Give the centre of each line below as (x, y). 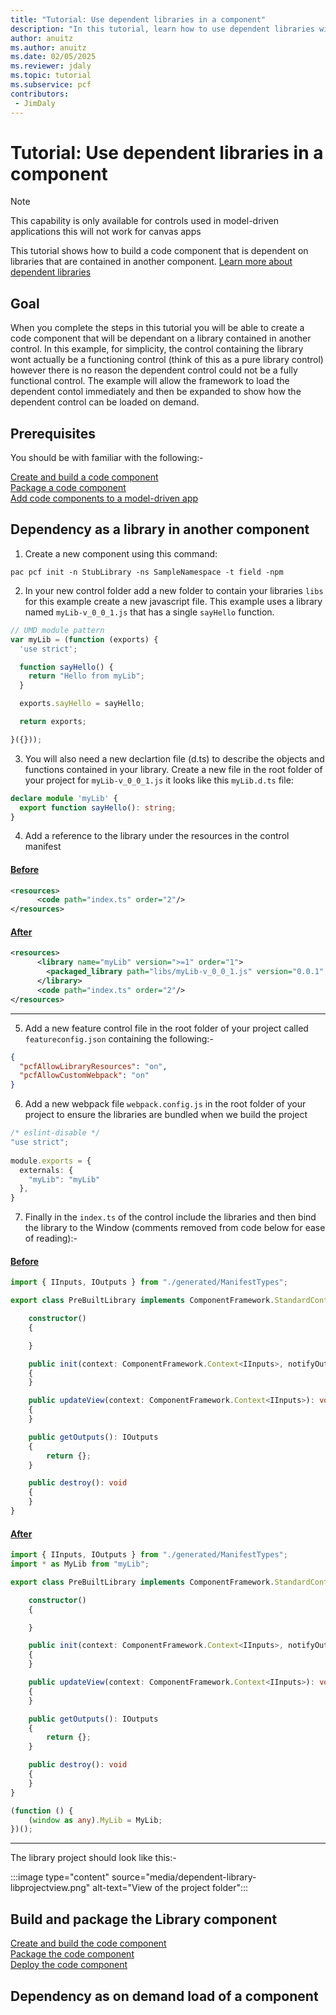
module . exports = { (51, 1161)
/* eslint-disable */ (55, 1133)
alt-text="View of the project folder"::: (170, 1888)
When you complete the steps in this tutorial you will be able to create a (157, 328)
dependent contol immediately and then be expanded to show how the (156, 392)
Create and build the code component (88, 1943)
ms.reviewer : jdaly (51, 66)
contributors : (40, 94)
